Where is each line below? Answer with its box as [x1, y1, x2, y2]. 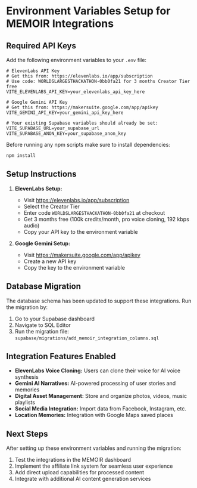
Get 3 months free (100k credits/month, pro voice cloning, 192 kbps [23, 215, 189, 223]
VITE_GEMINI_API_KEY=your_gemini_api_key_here [6, 110, 124, 116]
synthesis [14, 373, 39, 381]
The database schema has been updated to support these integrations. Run [6, 297, 192, 304]
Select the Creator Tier [23, 203, 80, 210]
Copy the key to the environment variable [23, 264, 125, 271]
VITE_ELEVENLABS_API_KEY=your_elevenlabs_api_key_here [6, 89, 145, 95]
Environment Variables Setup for [6, 4, 171, 18]
